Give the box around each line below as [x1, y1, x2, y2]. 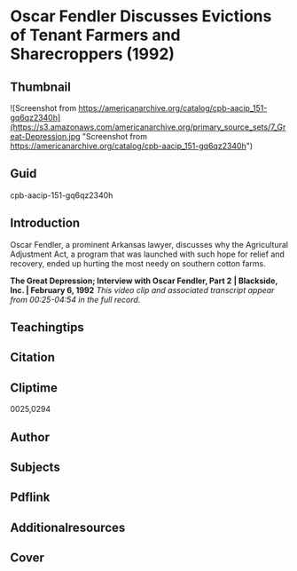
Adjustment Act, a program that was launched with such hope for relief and [10, 249, 285, 259]
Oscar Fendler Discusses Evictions [10, 6, 272, 27]
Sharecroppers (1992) [10, 44, 176, 64]
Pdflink [10, 490, 51, 505]
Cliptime [10, 380, 59, 395]
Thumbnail [10, 79, 72, 94]
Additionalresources [10, 519, 126, 535]
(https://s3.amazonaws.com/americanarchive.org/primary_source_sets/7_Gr [10, 122, 286, 132]
